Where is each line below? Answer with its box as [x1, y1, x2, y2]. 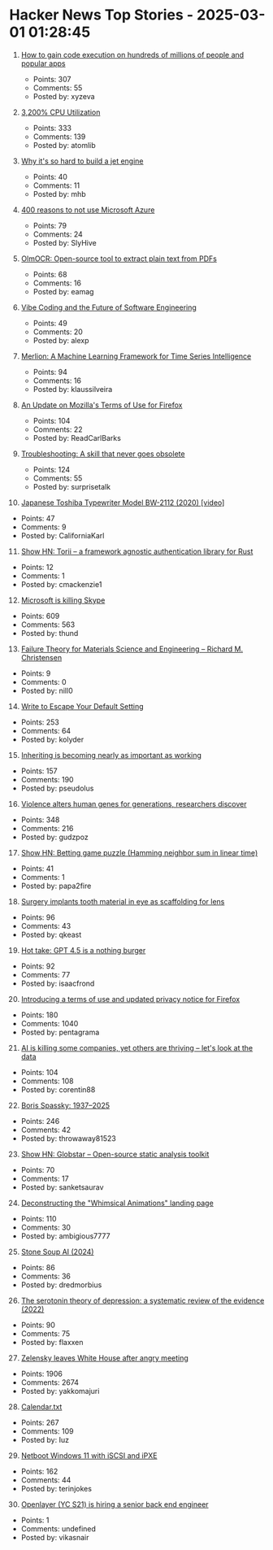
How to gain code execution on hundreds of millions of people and [20, 50, 245, 59]
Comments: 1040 [20, 1018, 79, 1028]
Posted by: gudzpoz [20, 832, 89, 842]
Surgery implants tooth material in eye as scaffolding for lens [20, 896, 225, 906]
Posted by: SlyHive [32, 237, 97, 247]
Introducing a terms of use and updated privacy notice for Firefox [20, 994, 240, 1004]
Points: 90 [20, 1320, 56, 1330]
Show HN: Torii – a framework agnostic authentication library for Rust [20, 546, 253, 556]
